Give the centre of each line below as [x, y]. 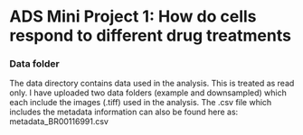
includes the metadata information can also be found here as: [124, 112]
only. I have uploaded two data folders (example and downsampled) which [148, 93]
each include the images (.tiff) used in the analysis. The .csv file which [141, 103]
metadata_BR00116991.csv [59, 121]
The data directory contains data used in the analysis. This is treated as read [152, 84]
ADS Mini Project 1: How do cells [133, 17]
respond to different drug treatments [151, 36]
